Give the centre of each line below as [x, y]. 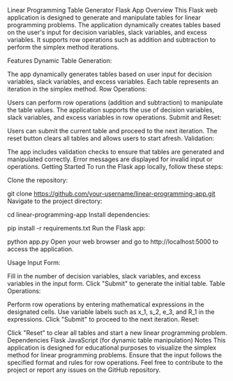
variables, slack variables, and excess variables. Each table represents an [113, 82]
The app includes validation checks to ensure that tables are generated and [116, 152]
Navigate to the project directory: [55, 201]
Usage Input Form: [34, 262]
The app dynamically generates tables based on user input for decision [110, 74]
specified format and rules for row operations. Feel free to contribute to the [115, 363]
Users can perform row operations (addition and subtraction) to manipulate [115, 103]
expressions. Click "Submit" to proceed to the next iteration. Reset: [103, 319]
